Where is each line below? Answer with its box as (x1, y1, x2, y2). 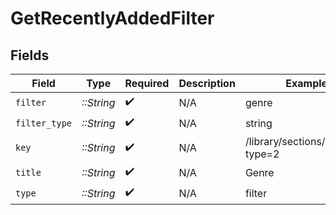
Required (124, 77, 170, 90)
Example (285, 77, 328, 90)
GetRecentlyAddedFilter (10, 7, 215, 30)
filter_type (15, 117, 73, 129)
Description (178, 77, 236, 90)
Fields (10, 47, 50, 64)
